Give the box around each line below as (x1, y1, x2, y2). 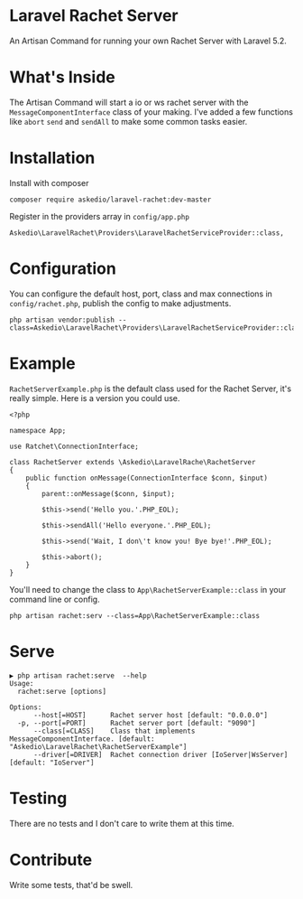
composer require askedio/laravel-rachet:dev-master (9, 195, 212, 204)
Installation (9, 148, 96, 168)
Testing (9, 788, 68, 809)
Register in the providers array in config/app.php (9, 211, 189, 221)
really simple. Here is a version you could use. (9, 392, 180, 403)
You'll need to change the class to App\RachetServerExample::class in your (9, 584, 287, 595)
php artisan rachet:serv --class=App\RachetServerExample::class (9, 611, 260, 620)
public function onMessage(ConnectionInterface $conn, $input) (25, 473, 269, 482)
